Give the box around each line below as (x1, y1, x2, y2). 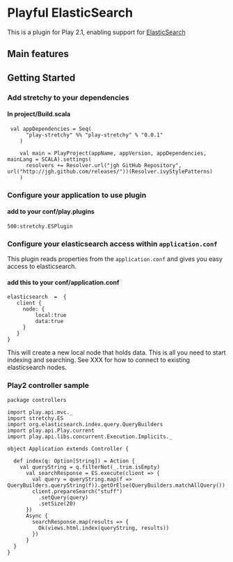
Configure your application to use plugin (7, 190, 147, 200)
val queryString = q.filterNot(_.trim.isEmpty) (19, 463, 160, 471)
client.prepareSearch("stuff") (32, 487, 123, 495)
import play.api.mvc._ (7, 409, 73, 416)
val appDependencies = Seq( (10, 125, 92, 132)
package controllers (7, 396, 67, 403)
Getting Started (7, 72, 76, 84)
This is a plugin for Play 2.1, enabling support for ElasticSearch (7, 28, 186, 36)
